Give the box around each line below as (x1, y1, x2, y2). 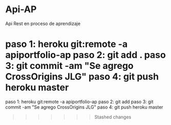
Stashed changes (94, 114, 132, 120)
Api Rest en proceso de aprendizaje (5, 20, 81, 27)
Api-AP (5, 4, 37, 15)
